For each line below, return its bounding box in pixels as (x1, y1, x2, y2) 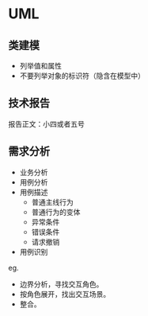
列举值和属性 (19, 61, 62, 70)
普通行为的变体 (31, 207, 81, 217)
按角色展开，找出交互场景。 (19, 289, 111, 298)
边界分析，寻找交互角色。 (19, 279, 104, 289)
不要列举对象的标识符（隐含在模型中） (19, 71, 145, 80)
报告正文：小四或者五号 (8, 119, 85, 128)
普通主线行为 (31, 197, 74, 207)
